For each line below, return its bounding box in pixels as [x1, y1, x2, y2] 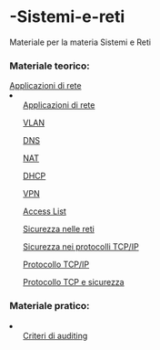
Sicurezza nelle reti [22, 224, 95, 235]
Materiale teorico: [9, 59, 90, 72]
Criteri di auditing [22, 330, 88, 341]
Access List [22, 206, 66, 217]
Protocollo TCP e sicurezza [22, 277, 125, 288]
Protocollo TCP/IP [22, 259, 90, 270]
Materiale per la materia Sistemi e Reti [9, 37, 152, 48]
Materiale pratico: [9, 300, 90, 313]
